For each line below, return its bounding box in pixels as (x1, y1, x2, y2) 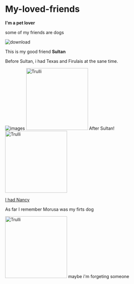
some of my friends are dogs (5, 29, 64, 35)
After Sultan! (89, 125, 115, 131)
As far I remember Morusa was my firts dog (5, 206, 94, 212)
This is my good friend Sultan (5, 48, 66, 54)
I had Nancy (5, 196, 30, 202)
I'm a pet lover (5, 20, 36, 26)
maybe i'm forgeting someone (68, 273, 130, 279)
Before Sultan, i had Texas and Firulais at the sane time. (5, 58, 119, 64)
